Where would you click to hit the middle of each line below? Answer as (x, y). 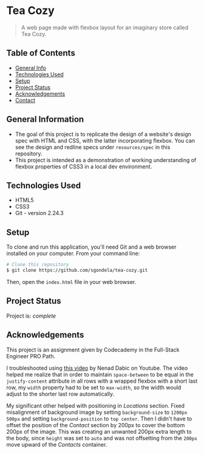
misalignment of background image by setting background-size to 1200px (97, 412)
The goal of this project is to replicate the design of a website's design (103, 134)
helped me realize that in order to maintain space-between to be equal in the (100, 374)
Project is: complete (31, 316)
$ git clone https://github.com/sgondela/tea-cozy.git (77, 271)
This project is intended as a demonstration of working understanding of (106, 160)
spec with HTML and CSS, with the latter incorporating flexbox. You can (105, 140)
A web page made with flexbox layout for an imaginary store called (105, 27)
